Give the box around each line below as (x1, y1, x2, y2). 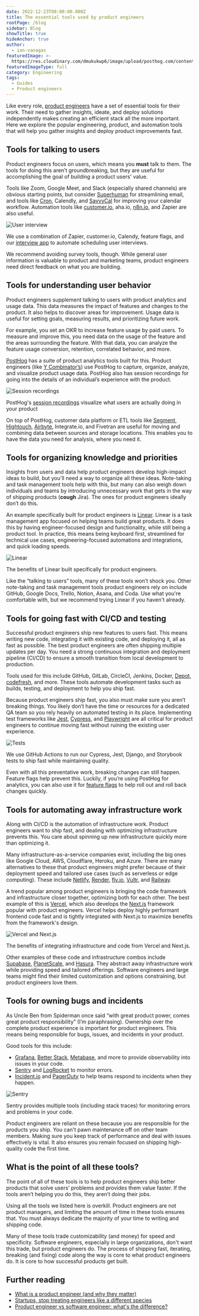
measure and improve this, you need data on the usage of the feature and (6, 333, 186, 340)
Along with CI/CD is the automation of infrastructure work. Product (6, 820, 169, 828)
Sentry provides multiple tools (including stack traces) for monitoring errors (6, 1102, 191, 1109)
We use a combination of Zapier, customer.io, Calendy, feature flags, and (6, 233, 184, 240)
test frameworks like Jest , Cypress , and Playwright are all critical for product (6, 716, 193, 723)
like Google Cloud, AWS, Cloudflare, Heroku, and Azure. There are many (6, 857, 182, 864)
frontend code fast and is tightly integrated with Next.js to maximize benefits (6, 913, 193, 920)
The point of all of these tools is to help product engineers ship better (6, 1178, 176, 1185)
